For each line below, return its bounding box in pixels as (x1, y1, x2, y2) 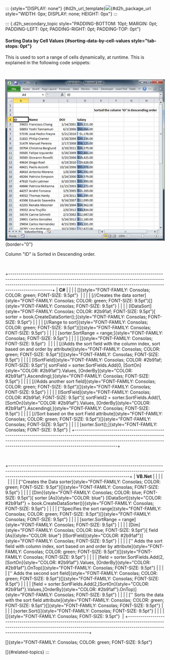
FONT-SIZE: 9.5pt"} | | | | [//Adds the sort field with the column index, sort (5, 341, 160, 347)
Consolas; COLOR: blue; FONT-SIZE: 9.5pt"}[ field (54, 527, 158, 533)
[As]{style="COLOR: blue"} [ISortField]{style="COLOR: (5, 532, 120, 539)
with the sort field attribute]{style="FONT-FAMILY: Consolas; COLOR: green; (5, 597, 164, 603)
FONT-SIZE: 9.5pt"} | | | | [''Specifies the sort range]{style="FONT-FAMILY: (5, 506, 162, 512)
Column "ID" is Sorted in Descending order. (5, 251, 96, 257)
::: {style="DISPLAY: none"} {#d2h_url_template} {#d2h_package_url (5, 6, 151, 11)
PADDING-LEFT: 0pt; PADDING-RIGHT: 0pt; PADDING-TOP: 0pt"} (5, 26, 141, 32)
